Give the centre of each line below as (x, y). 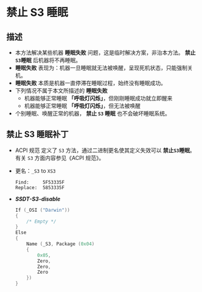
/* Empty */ (41, 221)
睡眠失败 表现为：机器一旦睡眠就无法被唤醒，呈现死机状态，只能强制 (101, 68)
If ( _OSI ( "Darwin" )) (43, 210)
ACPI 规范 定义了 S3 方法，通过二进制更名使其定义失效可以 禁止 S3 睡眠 (103, 150)
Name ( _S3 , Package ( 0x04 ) (61, 244)
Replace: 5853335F (40, 187)
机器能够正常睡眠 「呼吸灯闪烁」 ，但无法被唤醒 (82, 106)
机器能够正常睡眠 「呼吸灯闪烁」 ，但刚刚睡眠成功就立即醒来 (98, 98)
